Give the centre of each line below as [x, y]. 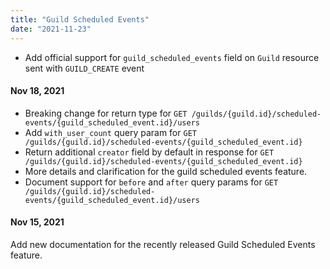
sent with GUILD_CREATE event [84, 68]
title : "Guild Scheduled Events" [80, 19]
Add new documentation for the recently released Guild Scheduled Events [163, 244]
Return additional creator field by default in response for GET [149, 152]
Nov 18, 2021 [37, 91]
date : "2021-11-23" [51, 29]
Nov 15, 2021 [37, 222]
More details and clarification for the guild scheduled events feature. [166, 171]
